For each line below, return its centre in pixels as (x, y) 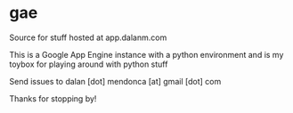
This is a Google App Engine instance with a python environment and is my (146, 54)
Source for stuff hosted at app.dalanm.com (88, 37)
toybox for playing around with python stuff (89, 64)
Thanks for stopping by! (53, 98)
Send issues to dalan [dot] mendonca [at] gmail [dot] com (115, 81)
